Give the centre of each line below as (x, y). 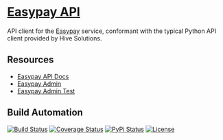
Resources (31, 60)
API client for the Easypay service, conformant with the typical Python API (112, 31)
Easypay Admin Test (46, 91)
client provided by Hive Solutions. (55, 38)
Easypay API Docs (43, 76)
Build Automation (45, 113)
